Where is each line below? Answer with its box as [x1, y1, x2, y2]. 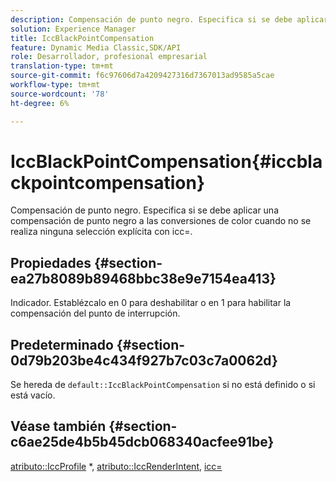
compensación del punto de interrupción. [10, 307, 181, 320]
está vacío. [10, 389, 56, 401]
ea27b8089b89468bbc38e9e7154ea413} [10, 270, 277, 287]
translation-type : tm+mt [10, 61, 114, 71]
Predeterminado [10, 336, 114, 353]
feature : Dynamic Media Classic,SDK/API [10, 42, 182, 53]
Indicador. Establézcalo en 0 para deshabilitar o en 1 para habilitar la [10, 297, 292, 309]
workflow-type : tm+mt [10, 80, 101, 90]
